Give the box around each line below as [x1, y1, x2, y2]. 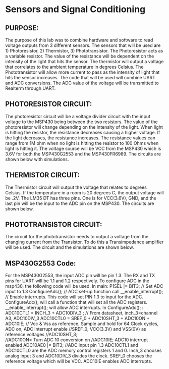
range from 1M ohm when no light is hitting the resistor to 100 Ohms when [5, 140, 159, 146]
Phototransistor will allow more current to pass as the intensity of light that [5, 69, 160, 75]
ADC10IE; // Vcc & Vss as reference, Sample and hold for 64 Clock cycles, [5, 321, 159, 327]
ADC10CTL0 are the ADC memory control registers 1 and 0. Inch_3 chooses [5, 347, 162, 354]
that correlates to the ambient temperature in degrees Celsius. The [5, 64, 144, 70]
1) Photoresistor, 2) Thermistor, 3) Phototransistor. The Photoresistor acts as [5, 48, 163, 54]
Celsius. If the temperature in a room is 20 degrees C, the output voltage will [5, 189, 164, 195]
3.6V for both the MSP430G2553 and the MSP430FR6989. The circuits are [5, 150, 161, 157]
